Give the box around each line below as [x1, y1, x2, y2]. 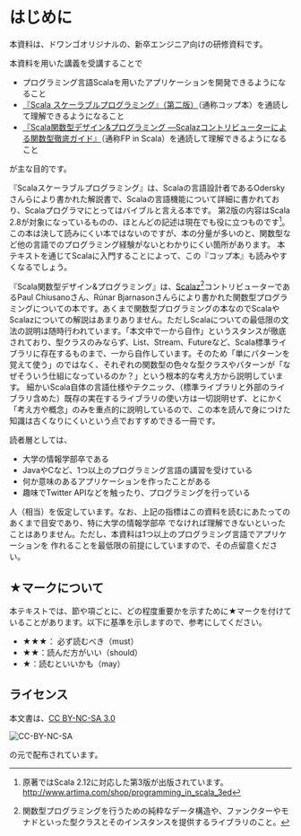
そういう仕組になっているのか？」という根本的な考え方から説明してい [16, 371, 276, 382]
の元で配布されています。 [9, 749, 103, 760]
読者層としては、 [9, 435, 73, 445]
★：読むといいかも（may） [21, 658, 125, 669]
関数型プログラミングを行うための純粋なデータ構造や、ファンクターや [21, 805, 281, 816]
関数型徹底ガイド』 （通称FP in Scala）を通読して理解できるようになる [30, 133, 288, 144]
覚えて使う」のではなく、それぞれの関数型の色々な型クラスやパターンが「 [9, 359, 284, 370]
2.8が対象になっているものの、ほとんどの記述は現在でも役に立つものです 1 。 [9, 215, 290, 227]
